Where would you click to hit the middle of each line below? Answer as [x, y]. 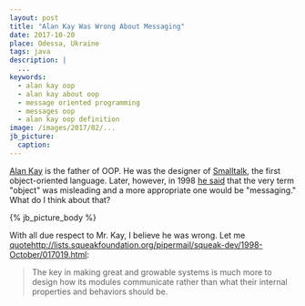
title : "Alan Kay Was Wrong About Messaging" [97, 26]
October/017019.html [48, 254]
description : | [38, 60]
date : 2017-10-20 [42, 35]
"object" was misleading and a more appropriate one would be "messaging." [153, 190]
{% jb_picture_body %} [53, 217]
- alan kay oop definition [69, 119]
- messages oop [46, 111]
